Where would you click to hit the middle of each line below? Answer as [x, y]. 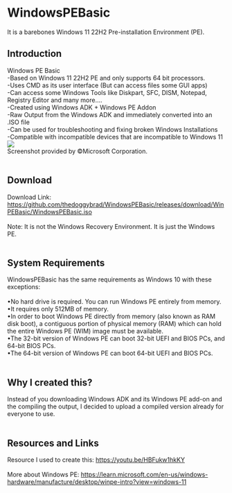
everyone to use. [31, 414]
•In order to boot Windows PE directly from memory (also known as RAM [111, 316]
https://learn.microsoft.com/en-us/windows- [144, 474]
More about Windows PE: [43, 474]
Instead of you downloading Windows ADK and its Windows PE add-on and [115, 399]
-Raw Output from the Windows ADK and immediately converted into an [110, 114]
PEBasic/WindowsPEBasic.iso [50, 211]
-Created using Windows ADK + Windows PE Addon [82, 107]
